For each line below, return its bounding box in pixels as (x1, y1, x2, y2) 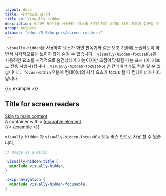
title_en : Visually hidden (5, 16, 61, 21)
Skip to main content (5, 113, 48, 119)
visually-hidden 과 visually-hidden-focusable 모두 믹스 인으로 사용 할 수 (5, 133, 152, 139)
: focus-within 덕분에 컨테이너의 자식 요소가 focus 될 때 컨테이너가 (19, 69, 152, 75)
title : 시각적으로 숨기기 (5, 12, 51, 17)
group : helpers (5, 26, 37, 31)
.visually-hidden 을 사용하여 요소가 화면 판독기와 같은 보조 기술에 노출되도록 (5, 45, 155, 50)
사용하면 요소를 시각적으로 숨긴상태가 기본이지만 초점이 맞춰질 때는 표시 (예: (5, 57, 151, 63)
